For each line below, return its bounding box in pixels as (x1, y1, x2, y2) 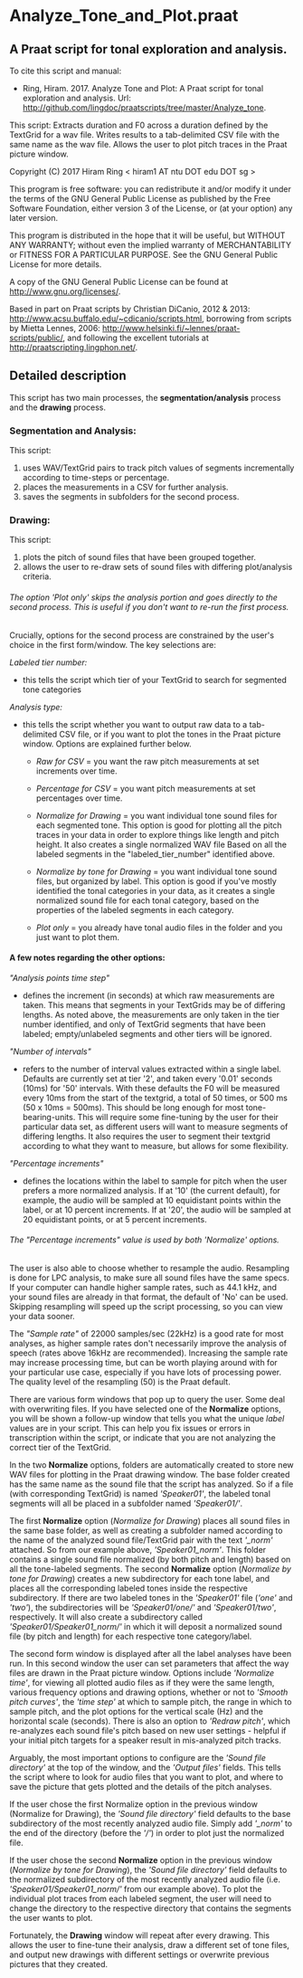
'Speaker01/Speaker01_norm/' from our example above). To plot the (9, 1884, 262, 1895)
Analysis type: (9, 701, 63, 712)
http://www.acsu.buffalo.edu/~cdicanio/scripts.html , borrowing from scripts (9, 313, 292, 324)
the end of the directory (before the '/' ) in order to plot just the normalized (9, 1828, 285, 1839)
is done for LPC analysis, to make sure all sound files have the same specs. (9, 1272, 289, 1283)
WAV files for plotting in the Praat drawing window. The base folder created (9, 1469, 290, 1480)
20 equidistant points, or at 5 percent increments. (22, 1213, 207, 1224)
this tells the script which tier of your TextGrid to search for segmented (22, 674, 287, 685)
